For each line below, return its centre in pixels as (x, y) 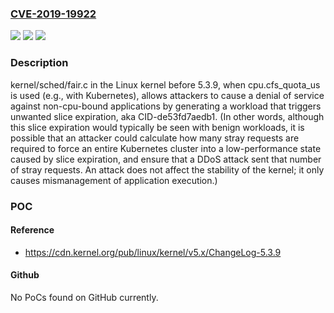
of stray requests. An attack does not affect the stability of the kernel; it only (167, 169)
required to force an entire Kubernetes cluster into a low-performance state (166, 148)
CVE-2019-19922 (53, 14)
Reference (32, 230)
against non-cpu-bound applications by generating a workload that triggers (166, 106)
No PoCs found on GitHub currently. (84, 297)
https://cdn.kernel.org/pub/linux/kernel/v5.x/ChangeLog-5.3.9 (153, 252)
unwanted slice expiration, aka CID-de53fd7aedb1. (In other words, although (167, 116)
